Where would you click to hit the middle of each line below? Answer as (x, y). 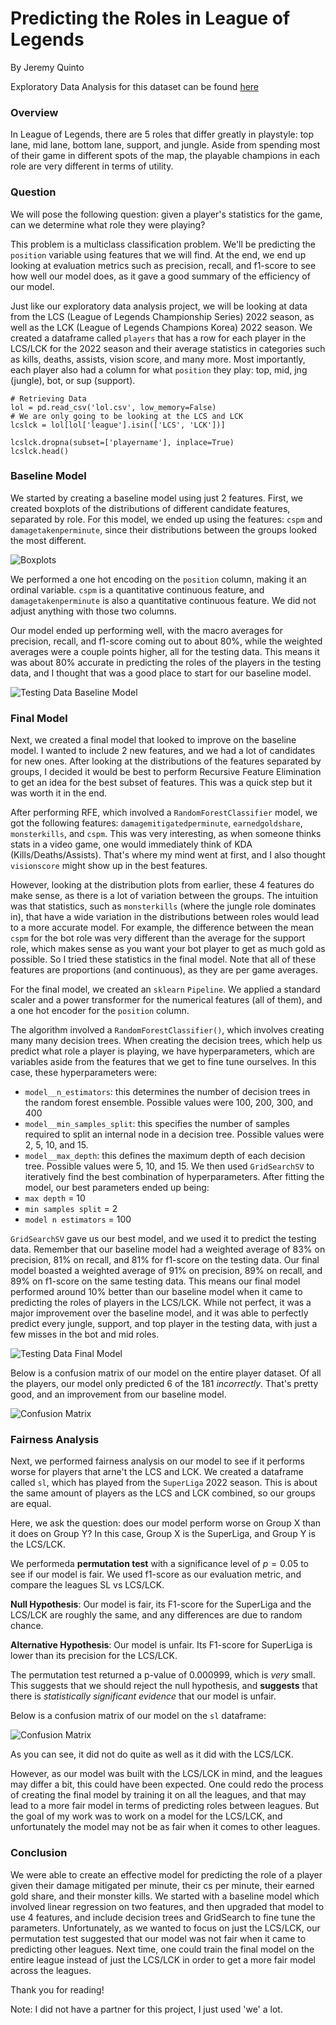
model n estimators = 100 (78, 1219)
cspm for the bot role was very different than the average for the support (158, 938)
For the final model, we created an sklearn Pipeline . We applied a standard (165, 989)
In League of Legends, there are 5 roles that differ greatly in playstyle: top (162, 134)
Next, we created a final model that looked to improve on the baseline (153, 740)
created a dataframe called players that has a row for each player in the (158, 338)
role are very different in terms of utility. (92, 166)
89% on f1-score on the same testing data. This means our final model (155, 1281)
